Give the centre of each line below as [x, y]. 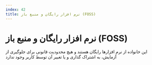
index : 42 [16, 10]
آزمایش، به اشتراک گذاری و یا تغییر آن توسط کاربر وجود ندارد [61, 57]
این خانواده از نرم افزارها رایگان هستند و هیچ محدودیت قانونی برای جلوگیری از [76, 52]
